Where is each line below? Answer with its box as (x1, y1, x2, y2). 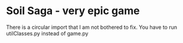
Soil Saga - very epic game (6, 4, 140, 18)
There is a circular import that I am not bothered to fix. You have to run (6, 24, 178, 31)
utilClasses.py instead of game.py (6, 29, 89, 37)
